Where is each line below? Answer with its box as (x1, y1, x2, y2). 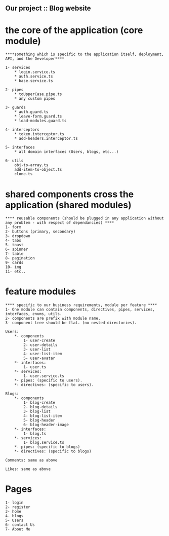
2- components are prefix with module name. (5, 316, 101, 321)
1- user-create (23, 338, 56, 343)
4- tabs (5, 238, 22, 243)
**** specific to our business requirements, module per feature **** (5, 302, 157, 308)
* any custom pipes (14, 96, 56, 101)
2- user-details (23, 342, 58, 348)
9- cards (5, 260, 24, 265)
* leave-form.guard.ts (14, 114, 62, 119)
